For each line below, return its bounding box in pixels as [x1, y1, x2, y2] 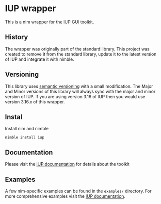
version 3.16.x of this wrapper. [5, 99, 65, 104]
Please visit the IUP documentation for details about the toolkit [5, 161, 130, 167]
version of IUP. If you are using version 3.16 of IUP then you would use [5, 93, 145, 100]
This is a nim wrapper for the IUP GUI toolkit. [5, 19, 94, 25]
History [5, 33, 28, 41]
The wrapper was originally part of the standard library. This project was [5, 46, 150, 51]
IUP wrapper [5, 3, 56, 14]
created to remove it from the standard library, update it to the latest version [5, 51, 157, 57]
